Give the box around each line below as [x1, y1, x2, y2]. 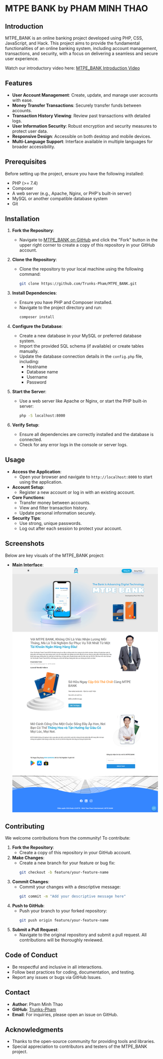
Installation [5, 215, 40, 223]
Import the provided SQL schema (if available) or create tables [19, 343, 144, 349]
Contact [5, 989, 30, 997]
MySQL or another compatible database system [12, 195, 108, 202]
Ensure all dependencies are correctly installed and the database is [19, 432, 154, 437]
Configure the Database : [12, 323, 63, 329]
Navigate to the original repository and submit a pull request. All [19, 932, 147, 938]
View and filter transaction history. [19, 504, 88, 510]
